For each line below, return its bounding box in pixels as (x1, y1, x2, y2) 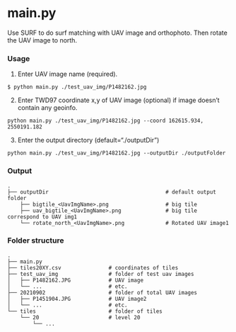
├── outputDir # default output (7, 188, 217, 196)
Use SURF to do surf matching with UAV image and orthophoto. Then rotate (7, 28, 228, 37)
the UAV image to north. (7, 35, 78, 44)
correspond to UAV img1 (7, 213, 78, 221)
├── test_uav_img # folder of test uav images (7, 270, 194, 277)
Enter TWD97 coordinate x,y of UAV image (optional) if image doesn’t (17, 96, 220, 104)
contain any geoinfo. (17, 104, 78, 112)
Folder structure (7, 236, 64, 245)
